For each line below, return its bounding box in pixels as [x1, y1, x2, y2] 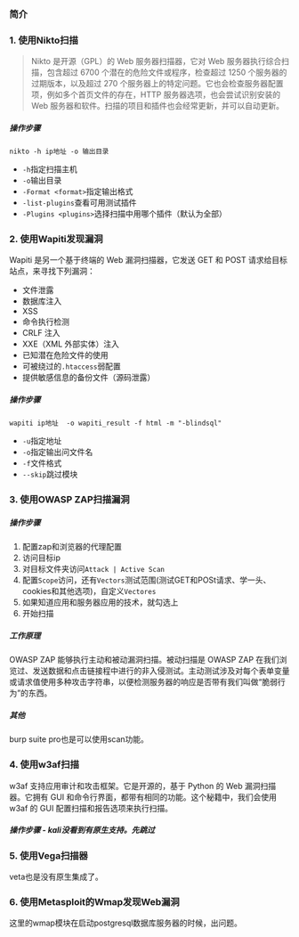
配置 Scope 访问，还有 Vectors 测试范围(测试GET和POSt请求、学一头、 [21, 574, 271, 585]
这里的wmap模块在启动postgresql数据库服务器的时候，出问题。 [9, 917, 243, 928]
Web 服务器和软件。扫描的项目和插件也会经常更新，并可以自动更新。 [30, 101, 285, 111]
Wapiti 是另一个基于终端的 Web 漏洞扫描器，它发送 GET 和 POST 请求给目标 [9, 255, 287, 265]
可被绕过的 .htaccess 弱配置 [21, 361, 122, 371]
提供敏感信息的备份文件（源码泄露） [21, 372, 156, 383]
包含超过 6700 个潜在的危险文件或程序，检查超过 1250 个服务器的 [46, 67, 287, 77]
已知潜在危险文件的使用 [21, 350, 109, 361]
